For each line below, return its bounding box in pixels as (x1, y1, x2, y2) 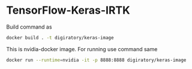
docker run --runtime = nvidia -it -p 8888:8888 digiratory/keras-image (6, 57, 187, 63)
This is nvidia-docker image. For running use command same (6, 45, 158, 52)
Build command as (6, 23, 52, 30)
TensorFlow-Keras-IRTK (6, 4, 130, 17)
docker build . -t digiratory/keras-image (6, 34, 114, 40)
